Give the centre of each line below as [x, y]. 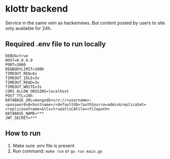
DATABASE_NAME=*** [25, 113]
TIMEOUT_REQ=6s [21, 73]
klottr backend [37, 9]
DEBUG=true [17, 56]
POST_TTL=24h [19, 96]
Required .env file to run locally [56, 44]
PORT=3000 [16, 65]
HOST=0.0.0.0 [19, 60]
